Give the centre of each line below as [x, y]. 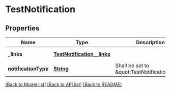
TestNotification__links [82, 54]
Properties [22, 28]
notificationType [28, 69]
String [61, 69]
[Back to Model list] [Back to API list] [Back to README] [64, 84]
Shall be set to [132, 66]
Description [150, 42]
